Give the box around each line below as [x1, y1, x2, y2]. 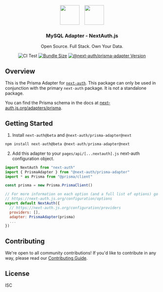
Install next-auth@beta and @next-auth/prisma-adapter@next [12, 132, 132, 138]
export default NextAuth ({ [5, 201, 60, 206]
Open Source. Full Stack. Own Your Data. [41, 43, 123, 49]
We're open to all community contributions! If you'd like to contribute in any [5, 250, 156, 256]
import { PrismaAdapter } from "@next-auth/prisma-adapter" [5, 169, 130, 174]
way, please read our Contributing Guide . [5, 255, 88, 261]
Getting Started [5, 119, 53, 127]
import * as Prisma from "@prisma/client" [5, 174, 93, 179]
